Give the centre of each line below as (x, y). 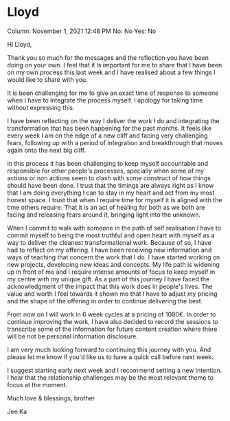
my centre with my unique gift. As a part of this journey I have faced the (108, 279)
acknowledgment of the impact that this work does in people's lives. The (110, 286)
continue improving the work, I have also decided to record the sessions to (113, 321)
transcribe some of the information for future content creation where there (112, 329)
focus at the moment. (37, 385)
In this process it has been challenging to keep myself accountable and (108, 163)
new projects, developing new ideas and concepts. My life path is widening (113, 264)
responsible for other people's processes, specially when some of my (106, 171)
